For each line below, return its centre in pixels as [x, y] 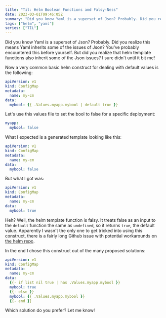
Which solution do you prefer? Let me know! [50, 310]
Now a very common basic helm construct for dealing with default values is [82, 68]
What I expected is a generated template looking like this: [63, 137]
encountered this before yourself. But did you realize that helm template [78, 53]
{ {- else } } [22, 292]
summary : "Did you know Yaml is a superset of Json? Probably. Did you [80, 19]
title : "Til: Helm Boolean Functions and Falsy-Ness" [62, 10]
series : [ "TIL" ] [22, 28]
